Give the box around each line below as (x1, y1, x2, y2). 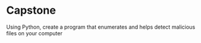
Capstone (6, 4, 56, 17)
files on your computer (6, 29, 63, 36)
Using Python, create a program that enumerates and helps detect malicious (6, 23, 196, 30)
